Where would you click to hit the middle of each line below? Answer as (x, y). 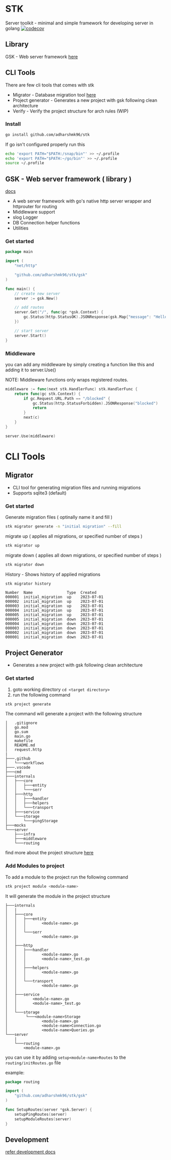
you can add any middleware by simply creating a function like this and (80, 364)
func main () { (20, 289)
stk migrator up (22, 545)
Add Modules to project (35, 866)
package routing (22, 1082)
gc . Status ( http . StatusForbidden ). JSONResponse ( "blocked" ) (95, 403)
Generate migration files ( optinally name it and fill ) (59, 517)
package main (19, 252)
